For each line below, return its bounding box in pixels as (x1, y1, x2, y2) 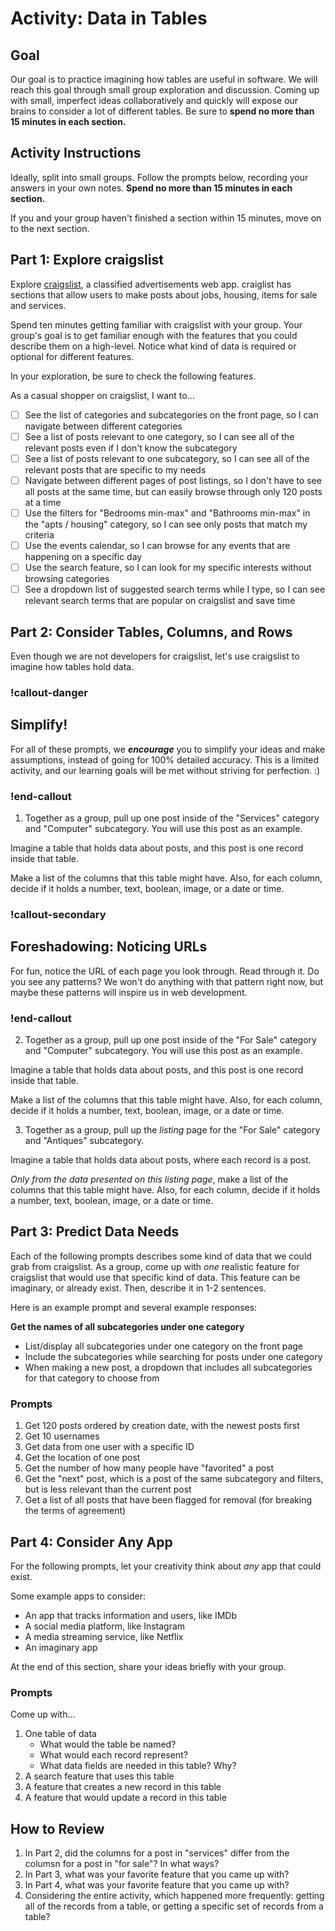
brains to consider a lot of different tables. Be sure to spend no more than (10, 105, 315, 117)
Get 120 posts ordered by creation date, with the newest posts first (24, 1420, 300, 1432)
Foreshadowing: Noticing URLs (10, 938, 208, 956)
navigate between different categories (24, 420, 183, 432)
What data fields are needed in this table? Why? (39, 1760, 237, 1772)
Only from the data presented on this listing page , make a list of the (10, 1173, 289, 1185)
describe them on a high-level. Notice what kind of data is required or (10, 340, 297, 352)
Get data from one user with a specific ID (24, 1441, 195, 1453)
